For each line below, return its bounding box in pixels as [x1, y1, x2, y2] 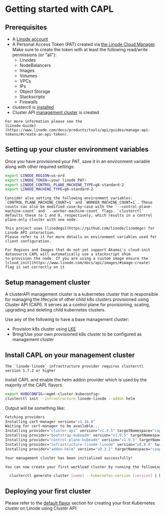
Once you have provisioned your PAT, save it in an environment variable [5, 158, 150, 164]
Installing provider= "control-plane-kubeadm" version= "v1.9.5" [5, 438, 137, 443]
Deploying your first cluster [5, 487, 91, 495]
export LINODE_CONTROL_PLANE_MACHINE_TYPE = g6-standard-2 [5, 182, 124, 187]
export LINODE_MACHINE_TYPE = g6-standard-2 [5, 187, 93, 192]
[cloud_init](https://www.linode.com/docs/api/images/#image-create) [5, 260, 151, 266]
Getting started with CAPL [5, 3, 114, 15]
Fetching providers [5, 414, 45, 419]
